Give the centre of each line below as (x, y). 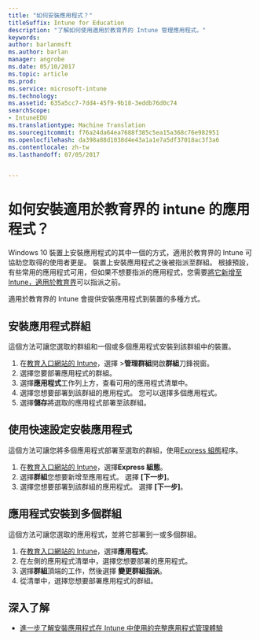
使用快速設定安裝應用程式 (70, 430)
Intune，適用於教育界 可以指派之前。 (67, 282)
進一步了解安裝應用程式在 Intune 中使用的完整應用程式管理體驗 (121, 628)
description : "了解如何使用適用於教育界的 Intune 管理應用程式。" (107, 30)
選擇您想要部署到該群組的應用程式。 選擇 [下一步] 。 (103, 486)
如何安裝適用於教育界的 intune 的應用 (129, 210)
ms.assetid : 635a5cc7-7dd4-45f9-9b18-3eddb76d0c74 (93, 103)
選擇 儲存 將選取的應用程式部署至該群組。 (85, 403)
